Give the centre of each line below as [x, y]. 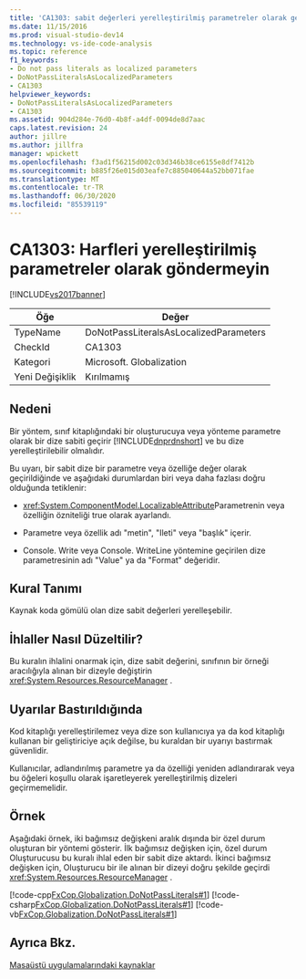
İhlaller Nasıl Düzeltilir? [76, 639]
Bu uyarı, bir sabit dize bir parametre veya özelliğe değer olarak [128, 468]
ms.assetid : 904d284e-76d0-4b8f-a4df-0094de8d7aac [107, 120]
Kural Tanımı [46, 589]
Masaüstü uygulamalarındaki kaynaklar [82, 964]
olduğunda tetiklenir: [48, 487]
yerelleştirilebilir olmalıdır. [57, 450]
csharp [23, 904]
